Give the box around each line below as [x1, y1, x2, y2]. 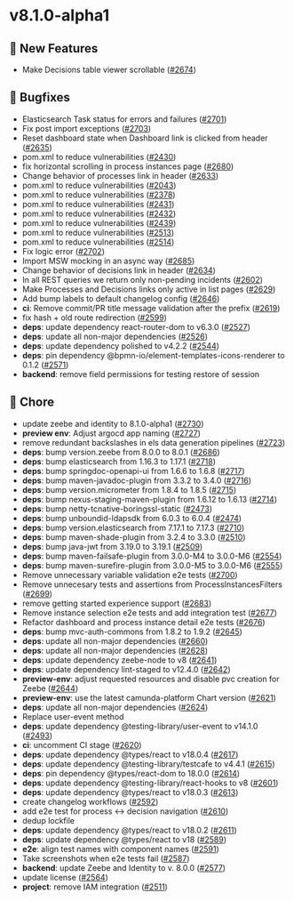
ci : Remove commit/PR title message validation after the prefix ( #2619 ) [21, 302, 281, 313]
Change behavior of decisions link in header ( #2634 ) [21, 264, 216, 276]
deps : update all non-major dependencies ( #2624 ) [21, 702, 209, 712]
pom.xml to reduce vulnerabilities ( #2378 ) [21, 189, 176, 200]
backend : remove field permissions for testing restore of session [21, 368, 260, 379]
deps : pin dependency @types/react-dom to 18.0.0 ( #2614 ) [21, 768, 241, 778]
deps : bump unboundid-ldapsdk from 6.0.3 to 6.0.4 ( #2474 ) [21, 512, 242, 523]
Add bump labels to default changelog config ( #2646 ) [21, 293, 220, 303]
